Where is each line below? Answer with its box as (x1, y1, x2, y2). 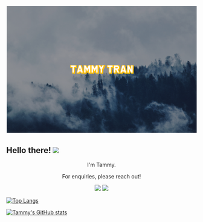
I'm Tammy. (87, 161, 116, 168)
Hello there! (6, 145, 51, 155)
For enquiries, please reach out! (62, 172, 141, 180)
